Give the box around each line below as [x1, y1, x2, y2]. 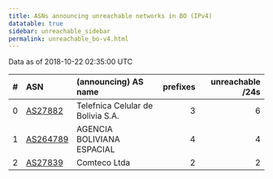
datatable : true [8, 20, 63, 28]
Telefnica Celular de [76, 100, 154, 111]
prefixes [162, 81, 196, 93]
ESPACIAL [76, 144, 115, 155]
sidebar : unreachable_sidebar [8, 27, 111, 35]
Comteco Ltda [76, 157, 131, 168]
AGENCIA [76, 124, 114, 135]
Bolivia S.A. [76, 111, 119, 122]
